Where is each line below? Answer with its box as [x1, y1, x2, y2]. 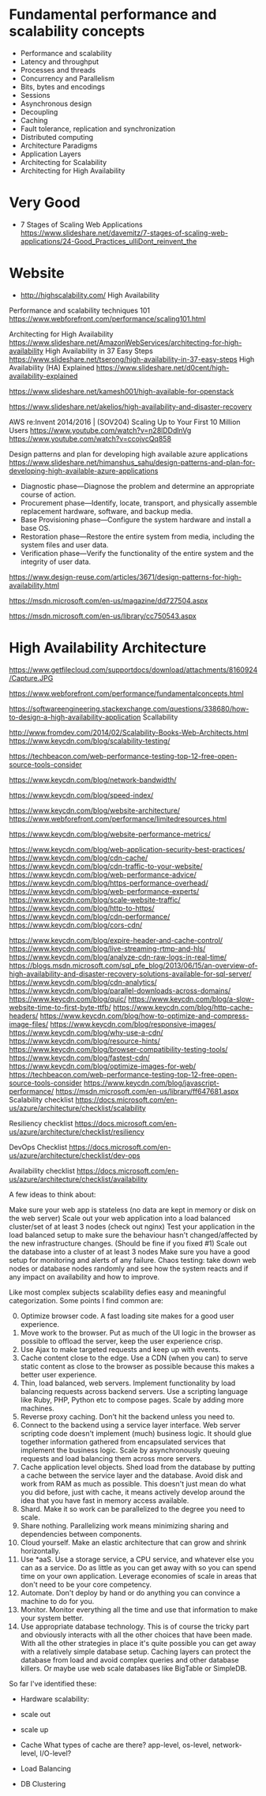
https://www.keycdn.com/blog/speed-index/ [9, 790, 154, 799]
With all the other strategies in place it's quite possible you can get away [20, 1638, 257, 1648]
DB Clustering [20, 1779, 66, 1788]
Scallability [142, 712, 178, 722]
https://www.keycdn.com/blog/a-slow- [128, 994, 255, 1004]
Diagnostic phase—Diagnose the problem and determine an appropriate [20, 481, 255, 490]
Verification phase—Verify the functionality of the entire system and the [20, 548, 254, 558]
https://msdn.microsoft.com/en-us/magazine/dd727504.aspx [9, 596, 208, 605]
